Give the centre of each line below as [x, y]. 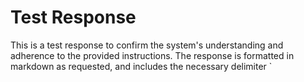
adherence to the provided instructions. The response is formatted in [152, 55]
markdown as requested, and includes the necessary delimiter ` [141, 66]
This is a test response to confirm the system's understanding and [147, 45]
